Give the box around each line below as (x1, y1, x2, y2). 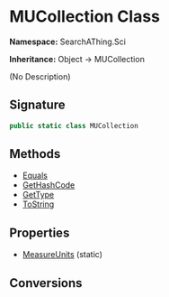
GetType (22, 190, 55, 200)
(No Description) (9, 70, 71, 82)
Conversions (9, 275, 83, 291)
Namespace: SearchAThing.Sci (9, 36, 126, 47)
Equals (22, 170, 48, 181)
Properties (9, 225, 70, 240)
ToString (22, 199, 55, 209)
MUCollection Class (9, 6, 160, 27)
